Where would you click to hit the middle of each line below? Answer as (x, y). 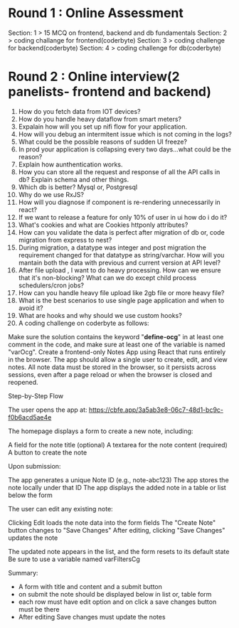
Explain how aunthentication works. (70, 164)
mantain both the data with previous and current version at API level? (119, 262)
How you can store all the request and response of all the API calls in (119, 171)
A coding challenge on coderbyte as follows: (84, 323)
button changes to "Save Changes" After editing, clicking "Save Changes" (117, 530)
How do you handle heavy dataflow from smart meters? (100, 119)
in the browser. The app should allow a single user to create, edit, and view (118, 359)
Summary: (23, 573)
